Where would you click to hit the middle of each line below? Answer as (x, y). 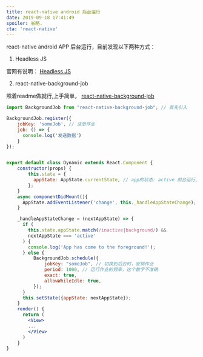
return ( (33, 315)
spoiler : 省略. (25, 23)
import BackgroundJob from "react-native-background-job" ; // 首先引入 (97, 108)
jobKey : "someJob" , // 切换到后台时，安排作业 (99, 264)
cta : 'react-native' (32, 29)
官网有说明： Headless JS (39, 72)
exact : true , (61, 275)
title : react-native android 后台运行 (54, 12)
